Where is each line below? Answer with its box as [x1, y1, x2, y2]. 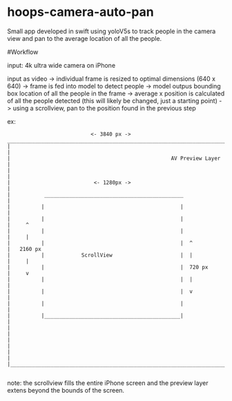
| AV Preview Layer [7, 155, 221, 162]
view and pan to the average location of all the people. [7, 34, 162, 42]
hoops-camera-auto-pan [7, 4, 154, 20]
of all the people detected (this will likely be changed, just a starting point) [7, 96, 217, 104]
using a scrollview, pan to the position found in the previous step [12, 104, 197, 112]
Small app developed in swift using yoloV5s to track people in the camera [7, 27, 216, 35]
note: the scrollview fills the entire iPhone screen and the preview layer [7, 378, 209, 387]
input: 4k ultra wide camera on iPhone [7, 61, 116, 69]
